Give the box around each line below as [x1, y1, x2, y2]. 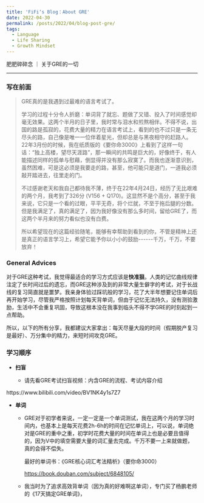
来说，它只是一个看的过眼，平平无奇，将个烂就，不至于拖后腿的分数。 [21, 200, 197, 207]
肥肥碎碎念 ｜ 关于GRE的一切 [6, 60, 79, 68]
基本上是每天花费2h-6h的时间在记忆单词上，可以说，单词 [45, 421, 189, 429]
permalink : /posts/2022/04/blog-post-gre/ [6, 20, 115, 26]
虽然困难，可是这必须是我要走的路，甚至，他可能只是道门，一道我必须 [21, 164, 197, 171]
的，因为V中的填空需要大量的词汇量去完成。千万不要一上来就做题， [24, 437, 193, 445]
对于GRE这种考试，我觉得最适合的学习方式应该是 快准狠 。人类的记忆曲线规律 [6, 273, 198, 281]
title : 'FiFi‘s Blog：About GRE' [6, 9, 90, 15]
